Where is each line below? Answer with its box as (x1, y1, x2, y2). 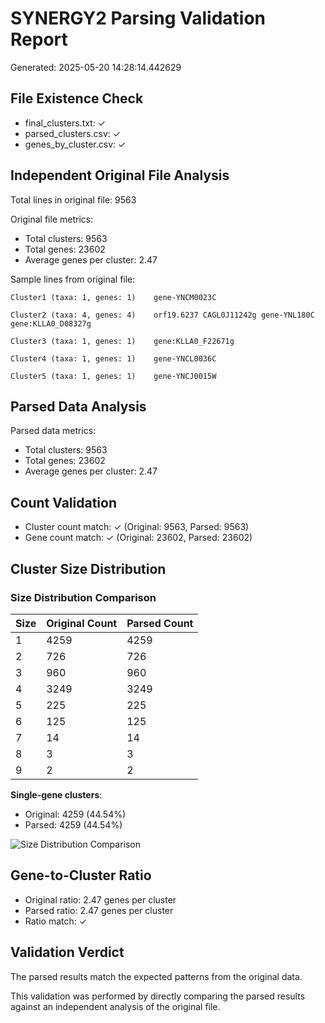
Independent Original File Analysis (10, 167, 230, 184)
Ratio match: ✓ (24, 915, 88, 927)
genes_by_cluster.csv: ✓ (24, 138, 127, 150)
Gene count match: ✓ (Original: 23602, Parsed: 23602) (24, 532, 253, 544)
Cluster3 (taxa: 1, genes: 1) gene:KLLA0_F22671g (10, 336, 235, 346)
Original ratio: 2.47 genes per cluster (24, 893, 177, 906)
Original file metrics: (10, 213, 94, 225)
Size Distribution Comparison (10, 590, 157, 604)
